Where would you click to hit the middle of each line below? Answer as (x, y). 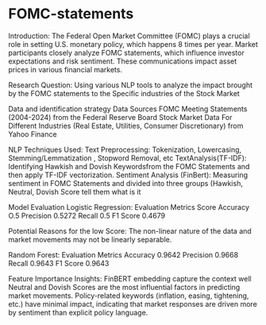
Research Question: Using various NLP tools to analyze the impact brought (130, 85)
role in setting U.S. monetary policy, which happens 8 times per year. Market (133, 44)
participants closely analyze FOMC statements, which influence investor (126, 52)
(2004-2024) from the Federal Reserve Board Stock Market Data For (120, 117)
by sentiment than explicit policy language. (78, 312)
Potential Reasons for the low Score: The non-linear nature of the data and (130, 230)
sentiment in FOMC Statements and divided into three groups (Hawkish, (126, 183)
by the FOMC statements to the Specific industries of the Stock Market (124, 93)
